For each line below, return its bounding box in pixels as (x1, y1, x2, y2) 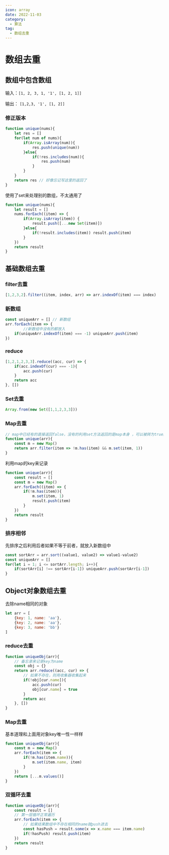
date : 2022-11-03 (5, 12, 42, 17)
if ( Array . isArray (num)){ (23, 140, 75, 145)
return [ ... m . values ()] (14, 774, 64, 779)
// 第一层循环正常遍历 (14, 812, 55, 818)
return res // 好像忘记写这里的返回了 (14, 177, 87, 183)
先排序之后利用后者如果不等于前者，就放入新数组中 (5, 542, 111, 548)
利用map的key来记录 (5, 460, 48, 466)
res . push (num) (41, 159, 71, 164)
